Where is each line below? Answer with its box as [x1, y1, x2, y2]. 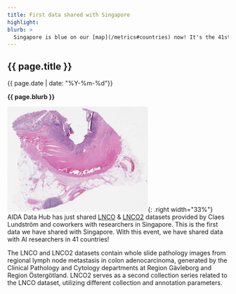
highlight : [7, 18, 39, 26]
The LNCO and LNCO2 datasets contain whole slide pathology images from [7, 249, 226, 258]
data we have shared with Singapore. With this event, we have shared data [7, 228, 223, 236]
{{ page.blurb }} [7, 93, 55, 101]
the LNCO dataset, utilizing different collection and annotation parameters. [7, 279, 223, 287]
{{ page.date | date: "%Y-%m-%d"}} [7, 79, 114, 88]
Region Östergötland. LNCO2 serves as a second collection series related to [7, 271, 228, 280]
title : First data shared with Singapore [7, 11, 131, 18]
